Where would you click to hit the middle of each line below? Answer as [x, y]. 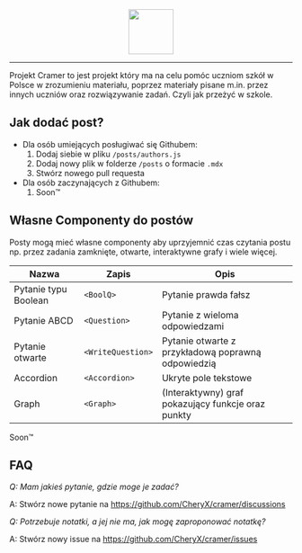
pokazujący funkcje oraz [213, 404]
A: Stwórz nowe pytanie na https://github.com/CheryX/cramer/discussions [147, 504]
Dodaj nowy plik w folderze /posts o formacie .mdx [129, 163]
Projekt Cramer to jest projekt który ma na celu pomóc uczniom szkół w [142, 75]
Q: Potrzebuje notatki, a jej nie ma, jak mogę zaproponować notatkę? [138, 522]
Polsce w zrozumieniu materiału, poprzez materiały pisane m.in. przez [139, 85]
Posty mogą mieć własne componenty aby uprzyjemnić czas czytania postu [150, 242]
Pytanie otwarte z [199, 341]
